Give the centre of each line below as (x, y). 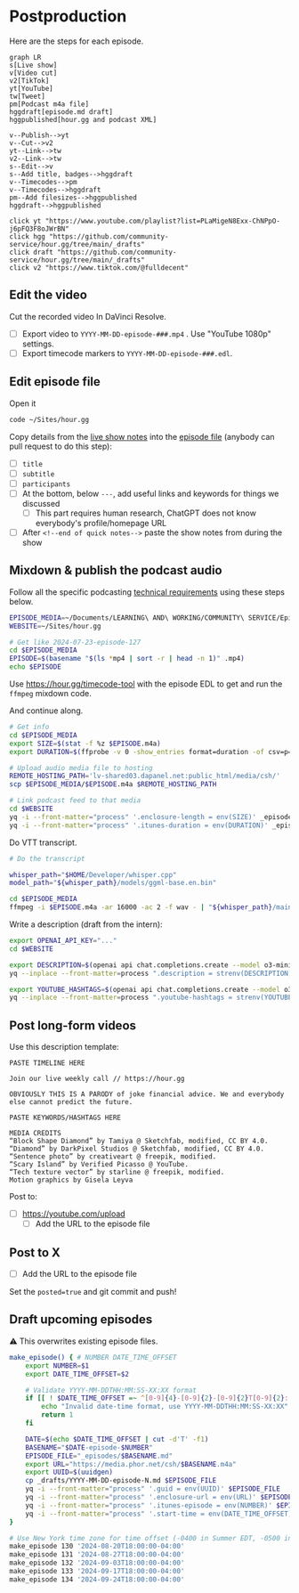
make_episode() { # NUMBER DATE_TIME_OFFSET (93, 1357)
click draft (31, 252)
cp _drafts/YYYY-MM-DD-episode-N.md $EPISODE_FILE (121, 1481)
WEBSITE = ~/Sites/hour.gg (55, 626)
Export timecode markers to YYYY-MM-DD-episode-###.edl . (127, 353)
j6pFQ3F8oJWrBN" (39, 229)
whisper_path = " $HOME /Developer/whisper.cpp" (93, 874)
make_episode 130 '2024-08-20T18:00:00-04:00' (97, 1547)
